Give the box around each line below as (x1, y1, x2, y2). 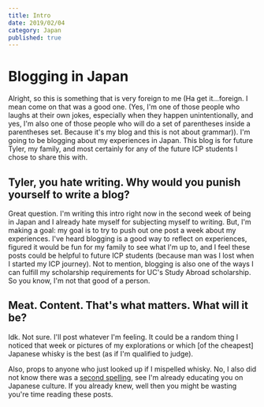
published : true (8, 33, 61, 42)
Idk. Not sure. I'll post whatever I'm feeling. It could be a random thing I (8, 332, 239, 341)
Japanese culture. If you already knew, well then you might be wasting (8, 381, 237, 390)
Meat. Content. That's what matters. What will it (8, 299, 248, 312)
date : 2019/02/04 (8, 19, 65, 27)
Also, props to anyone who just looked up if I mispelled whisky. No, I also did (8, 364, 257, 374)
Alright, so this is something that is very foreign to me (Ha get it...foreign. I (8, 94, 248, 104)
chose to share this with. (8, 153, 88, 162)
